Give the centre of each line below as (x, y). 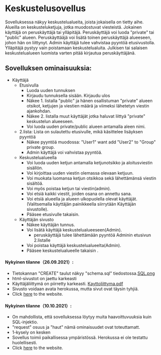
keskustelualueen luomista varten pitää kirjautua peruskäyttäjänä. (70, 53)
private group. (40, 147)
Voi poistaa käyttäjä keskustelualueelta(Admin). (74, 245)
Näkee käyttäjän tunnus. (51, 225)
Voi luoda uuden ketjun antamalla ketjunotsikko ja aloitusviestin (89, 162)
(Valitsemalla (39, 204)
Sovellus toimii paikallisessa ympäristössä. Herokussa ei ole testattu (80, 337)
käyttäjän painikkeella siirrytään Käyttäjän (95, 204)
